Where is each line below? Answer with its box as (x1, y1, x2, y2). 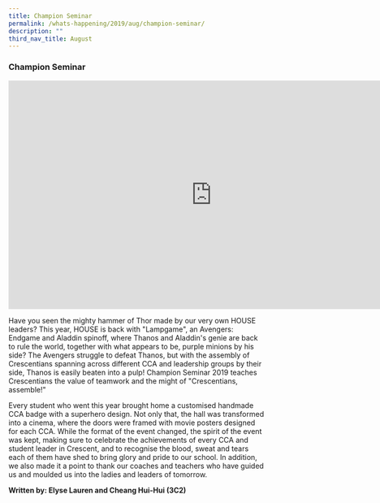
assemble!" (8, 384, 46, 394)
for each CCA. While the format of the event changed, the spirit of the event (8, 426, 262, 436)
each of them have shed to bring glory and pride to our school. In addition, (8, 452, 257, 462)
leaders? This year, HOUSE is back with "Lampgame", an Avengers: (8, 324, 234, 334)
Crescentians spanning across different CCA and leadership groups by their (8, 358, 262, 368)
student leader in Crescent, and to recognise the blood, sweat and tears (8, 444, 249, 453)
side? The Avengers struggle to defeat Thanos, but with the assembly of (8, 350, 250, 360)
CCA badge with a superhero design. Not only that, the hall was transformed (8, 409, 265, 418)
